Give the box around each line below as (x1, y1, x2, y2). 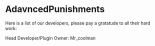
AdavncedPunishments (5, 3, 105, 15)
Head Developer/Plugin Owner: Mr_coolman (5, 35, 96, 41)
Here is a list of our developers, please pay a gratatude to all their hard (5, 20, 150, 26)
